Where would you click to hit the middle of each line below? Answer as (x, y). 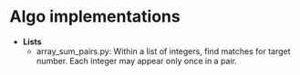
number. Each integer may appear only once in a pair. (136, 61)
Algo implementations (95, 17)
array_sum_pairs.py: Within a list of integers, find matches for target (163, 51)
